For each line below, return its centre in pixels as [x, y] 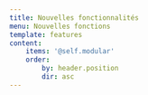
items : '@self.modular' [70, 52]
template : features [46, 34]
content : [26, 43]
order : [38, 60]
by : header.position [80, 69]
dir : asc [58, 77]
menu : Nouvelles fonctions [60, 26]
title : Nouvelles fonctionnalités [74, 18]
